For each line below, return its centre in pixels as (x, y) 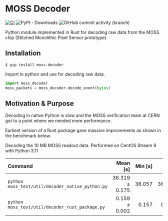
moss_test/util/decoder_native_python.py (58, 186)
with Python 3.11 (22, 151)
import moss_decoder (27, 83)
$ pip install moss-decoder (34, 65)
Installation (23, 53)
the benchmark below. (28, 136)
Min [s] (144, 166)
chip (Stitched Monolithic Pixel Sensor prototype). (56, 37)
